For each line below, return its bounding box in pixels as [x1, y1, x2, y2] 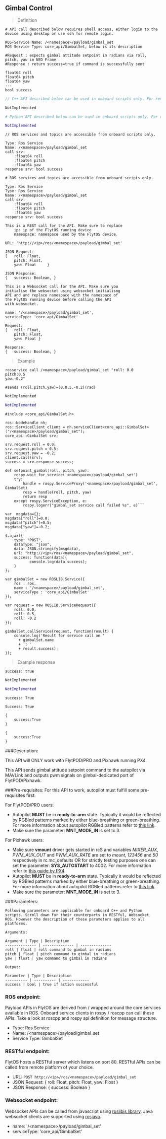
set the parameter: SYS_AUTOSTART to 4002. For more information [12, 862, 152, 868]
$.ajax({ [5, 533, 23, 538]
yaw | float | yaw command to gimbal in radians [5, 956, 107, 961]
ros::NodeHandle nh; [5, 421, 48, 426]
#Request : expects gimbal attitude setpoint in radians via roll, [5, 53, 147, 58]
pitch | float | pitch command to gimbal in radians [5, 951, 116, 956]
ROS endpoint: [5, 993, 41, 1000]
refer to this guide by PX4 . [12, 867, 66, 873]
